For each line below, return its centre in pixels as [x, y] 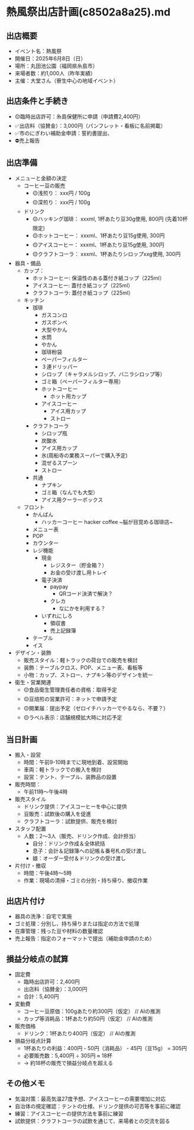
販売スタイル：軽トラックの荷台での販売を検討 [80, 660]
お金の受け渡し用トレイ [79, 572]
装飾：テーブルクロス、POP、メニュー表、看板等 [83, 667]
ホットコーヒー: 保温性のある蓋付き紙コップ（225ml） [98, 278]
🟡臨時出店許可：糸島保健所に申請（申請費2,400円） [79, 116]
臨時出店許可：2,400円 [51, 982]
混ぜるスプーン [59, 462]
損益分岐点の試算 [37, 959]
